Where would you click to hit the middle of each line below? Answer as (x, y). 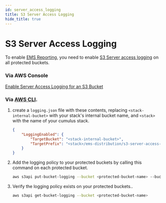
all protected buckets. (27, 63)
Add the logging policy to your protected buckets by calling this (77, 163)
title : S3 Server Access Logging (40, 14)
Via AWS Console (27, 76)
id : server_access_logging (33, 10)
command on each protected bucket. (50, 168)
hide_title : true (23, 19)
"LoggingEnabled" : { (43, 134)
